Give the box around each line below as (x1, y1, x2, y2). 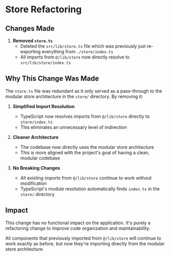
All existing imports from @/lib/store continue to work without (20, 174, 152, 181)
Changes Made (5, 24, 55, 33)
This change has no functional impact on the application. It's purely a (5, 220, 151, 226)
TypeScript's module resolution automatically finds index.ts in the (20, 186, 160, 192)
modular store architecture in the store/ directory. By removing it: (5, 93, 143, 100)
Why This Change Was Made (5, 74, 100, 83)
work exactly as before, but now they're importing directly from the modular (5, 240, 165, 247)
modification (20, 180, 47, 186)
